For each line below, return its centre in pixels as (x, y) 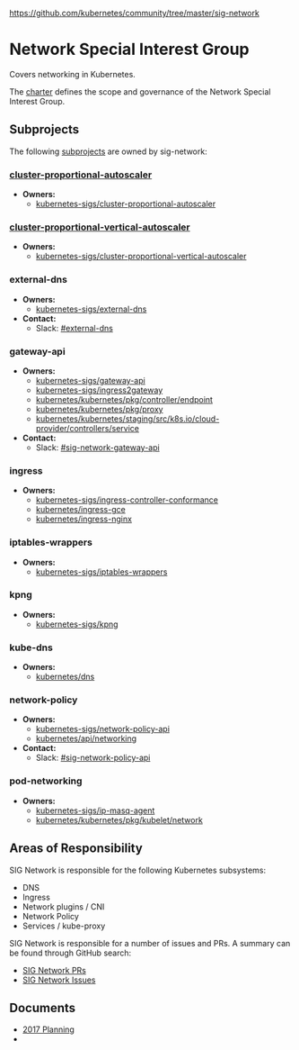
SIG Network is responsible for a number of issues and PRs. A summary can (150, 943)
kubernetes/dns (65, 677)
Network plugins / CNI (63, 906)
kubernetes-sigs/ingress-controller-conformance (127, 500)
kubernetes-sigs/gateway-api (90, 380)
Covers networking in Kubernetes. (73, 74)
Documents (43, 1008)
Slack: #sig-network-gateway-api (97, 447)
